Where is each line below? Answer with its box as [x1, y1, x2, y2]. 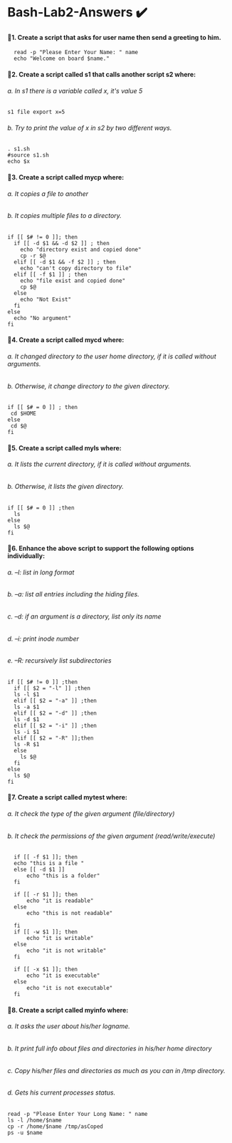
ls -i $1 [14, 728, 40, 735]
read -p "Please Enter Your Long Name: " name [7, 1110, 148, 1117]
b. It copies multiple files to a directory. [7, 212, 122, 220]
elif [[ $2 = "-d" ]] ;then [14, 709, 97, 717]
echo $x [7, 158, 31, 165]
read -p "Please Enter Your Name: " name [14, 49, 139, 56]
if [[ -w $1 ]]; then [14, 929, 78, 936]
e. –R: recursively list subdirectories [7, 656, 112, 665]
